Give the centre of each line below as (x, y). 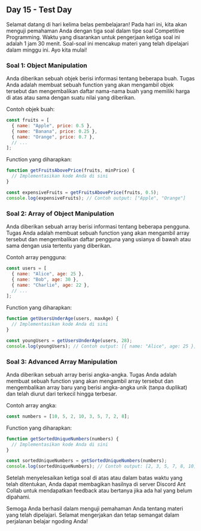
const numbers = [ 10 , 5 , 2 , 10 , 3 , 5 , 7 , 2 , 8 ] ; (68, 416)
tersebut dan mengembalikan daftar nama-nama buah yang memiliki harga (98, 91)
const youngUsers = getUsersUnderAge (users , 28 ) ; (69, 340)
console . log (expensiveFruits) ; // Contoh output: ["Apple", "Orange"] (96, 198)
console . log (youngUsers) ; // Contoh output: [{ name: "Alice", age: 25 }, (101, 346)
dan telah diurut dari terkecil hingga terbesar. (62, 394)
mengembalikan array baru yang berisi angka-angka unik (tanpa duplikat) (97, 387)
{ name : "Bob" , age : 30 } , (45, 279)
